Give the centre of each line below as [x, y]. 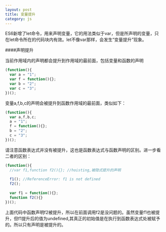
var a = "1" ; [23, 75]
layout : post [19, 10]
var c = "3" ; [23, 88]
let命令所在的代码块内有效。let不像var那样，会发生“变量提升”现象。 [78, 39]
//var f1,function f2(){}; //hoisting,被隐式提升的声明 [65, 170]
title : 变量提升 [20, 14]
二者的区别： [18, 156]
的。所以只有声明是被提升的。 [35, 225]
